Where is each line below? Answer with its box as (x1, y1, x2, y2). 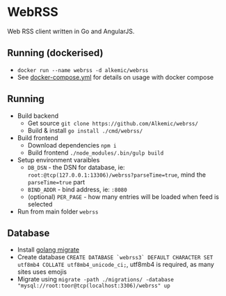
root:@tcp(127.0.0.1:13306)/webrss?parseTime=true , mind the (27, 171, 207, 179)
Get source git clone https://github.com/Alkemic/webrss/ (27, 119, 198, 127)
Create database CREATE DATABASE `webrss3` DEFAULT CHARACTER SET (17, 253, 213, 261)
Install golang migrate (17, 245, 80, 254)
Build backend (17, 112, 59, 120)
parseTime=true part (27, 177, 86, 186)
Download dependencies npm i (27, 141, 117, 149)
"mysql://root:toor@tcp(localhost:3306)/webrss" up (17, 282, 170, 290)
